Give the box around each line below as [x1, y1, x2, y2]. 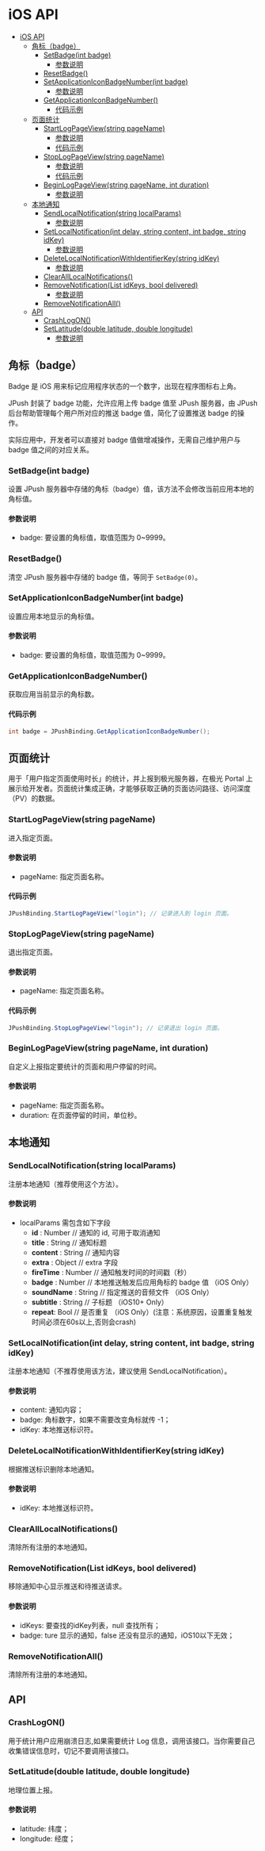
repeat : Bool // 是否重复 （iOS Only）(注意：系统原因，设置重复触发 [31, 1307, 253, 1316]
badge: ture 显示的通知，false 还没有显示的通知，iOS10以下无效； [19, 1630, 235, 1640]
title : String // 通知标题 [31, 1238, 107, 1247]
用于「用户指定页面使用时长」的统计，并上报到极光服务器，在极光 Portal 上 [8, 774, 253, 783]
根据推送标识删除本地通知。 [8, 1464, 99, 1473]
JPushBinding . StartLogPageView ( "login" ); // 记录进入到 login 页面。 [8, 909, 233, 917]
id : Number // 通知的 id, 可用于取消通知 [31, 1227, 161, 1237]
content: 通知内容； [19, 1405, 84, 1415]
